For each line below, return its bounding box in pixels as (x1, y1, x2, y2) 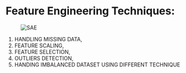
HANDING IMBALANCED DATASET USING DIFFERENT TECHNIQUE (14, 61, 181, 68)
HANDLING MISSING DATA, (14, 35, 82, 42)
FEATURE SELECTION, (14, 48, 70, 55)
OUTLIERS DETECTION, (14, 54, 74, 62)
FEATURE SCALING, (14, 42, 64, 49)
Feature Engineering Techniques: (5, 4, 175, 18)
